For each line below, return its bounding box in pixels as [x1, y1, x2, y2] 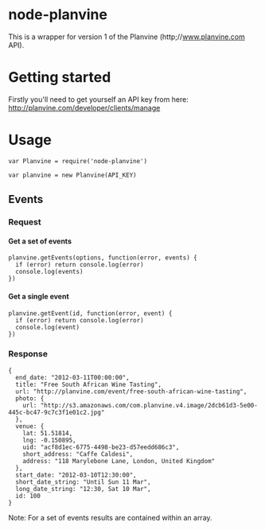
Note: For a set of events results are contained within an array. [8, 512, 212, 522]
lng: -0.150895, [22, 436, 77, 444]
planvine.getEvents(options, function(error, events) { [8, 254, 197, 262]
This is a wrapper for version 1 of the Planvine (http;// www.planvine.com [8, 32, 245, 41]
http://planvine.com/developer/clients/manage [8, 103, 161, 112]
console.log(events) [15, 268, 84, 276]
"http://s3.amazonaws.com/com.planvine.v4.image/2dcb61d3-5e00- [40, 401, 259, 409]
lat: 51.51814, [22, 429, 73, 437]
